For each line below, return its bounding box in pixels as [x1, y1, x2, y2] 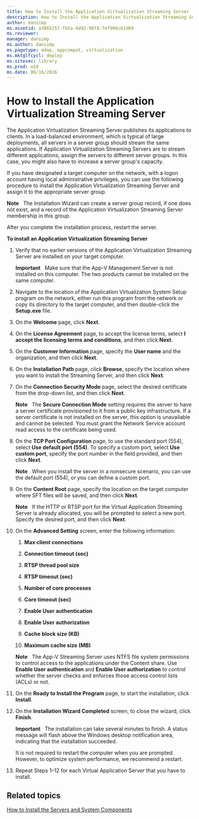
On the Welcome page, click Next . [15, 318, 100, 326]
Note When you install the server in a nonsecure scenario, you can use [15, 468, 191, 475]
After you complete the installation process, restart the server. [6, 224, 158, 231]
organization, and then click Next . [15, 354, 98, 361]
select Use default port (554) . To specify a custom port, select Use [15, 444, 180, 451]
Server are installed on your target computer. [15, 253, 125, 260]
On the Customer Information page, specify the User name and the [15, 348, 181, 355]
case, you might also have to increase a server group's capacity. [6, 158, 164, 165]
